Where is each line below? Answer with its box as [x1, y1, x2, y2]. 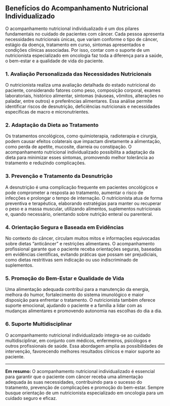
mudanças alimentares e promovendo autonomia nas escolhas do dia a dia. [5, 308, 163, 314]
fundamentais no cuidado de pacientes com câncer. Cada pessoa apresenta [5, 30, 164, 37]
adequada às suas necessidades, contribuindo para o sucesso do [5, 379, 143, 385]
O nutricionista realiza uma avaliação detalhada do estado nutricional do [5, 82, 156, 88]
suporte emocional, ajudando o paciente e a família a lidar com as [5, 303, 143, 309]
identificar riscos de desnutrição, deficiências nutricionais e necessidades [5, 103, 160, 109]
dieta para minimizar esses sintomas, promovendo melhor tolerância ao [5, 155, 154, 161]
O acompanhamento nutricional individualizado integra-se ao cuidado [5, 332, 151, 338]
